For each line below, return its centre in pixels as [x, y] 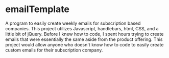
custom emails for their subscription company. [54, 50]
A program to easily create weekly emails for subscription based [73, 23]
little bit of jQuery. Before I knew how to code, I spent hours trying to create [84, 34]
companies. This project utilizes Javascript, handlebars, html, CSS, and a [82, 28]
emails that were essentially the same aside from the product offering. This [84, 39]
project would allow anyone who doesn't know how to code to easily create [84, 44]
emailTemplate [38, 9]
